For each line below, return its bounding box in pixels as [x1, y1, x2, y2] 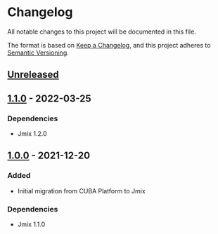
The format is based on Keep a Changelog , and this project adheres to [7, 41, 211, 49]
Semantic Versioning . [7, 48, 69, 57]
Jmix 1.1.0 [17, 220, 46, 228]
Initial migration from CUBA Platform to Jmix [17, 186, 146, 195]
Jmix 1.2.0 [17, 130, 47, 138]
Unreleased [7, 69, 60, 81]
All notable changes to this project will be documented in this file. [7, 27, 197, 36]
